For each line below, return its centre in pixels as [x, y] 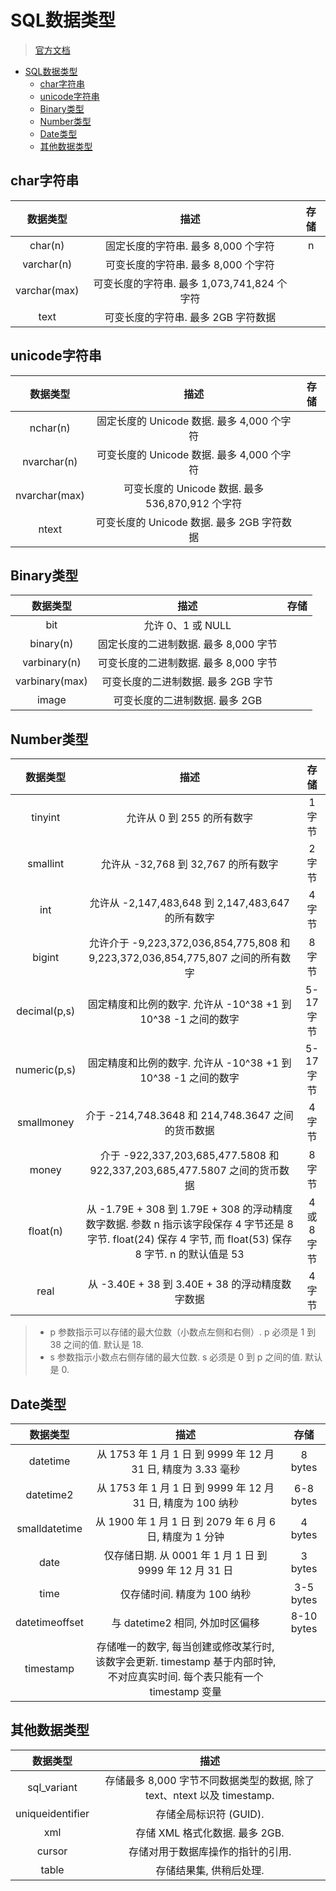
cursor [52, 1851]
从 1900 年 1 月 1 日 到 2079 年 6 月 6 [186, 1521]
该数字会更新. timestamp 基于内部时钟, [186, 1661]
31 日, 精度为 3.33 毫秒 [185, 1469]
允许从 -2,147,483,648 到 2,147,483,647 [189, 903]
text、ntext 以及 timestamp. [210, 1795]
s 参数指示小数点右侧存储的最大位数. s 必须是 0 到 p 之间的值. [176, 1357]
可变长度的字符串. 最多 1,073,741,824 [184, 283]
